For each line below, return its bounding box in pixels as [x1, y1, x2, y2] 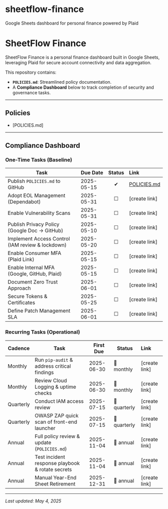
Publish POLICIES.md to [7, 178, 61, 185]
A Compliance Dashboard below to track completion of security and [12, 84, 154, 90]
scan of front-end [34, 418, 77, 425]
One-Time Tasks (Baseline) [5, 156, 72, 163]
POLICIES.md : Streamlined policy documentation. [12, 79, 111, 85]
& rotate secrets [34, 466, 72, 473]
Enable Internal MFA [7, 264, 55, 271]
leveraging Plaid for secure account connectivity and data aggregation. [5, 59, 151, 66]
